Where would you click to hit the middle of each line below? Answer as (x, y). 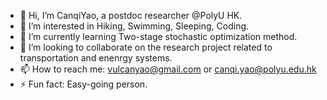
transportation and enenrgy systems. (96, 58)
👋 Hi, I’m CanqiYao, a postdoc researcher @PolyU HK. (131, 15)
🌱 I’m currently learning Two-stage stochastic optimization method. (158, 36)
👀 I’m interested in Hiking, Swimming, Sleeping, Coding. (134, 26)
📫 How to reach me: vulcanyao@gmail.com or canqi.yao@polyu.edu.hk (168, 69)
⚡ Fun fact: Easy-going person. (83, 84)
